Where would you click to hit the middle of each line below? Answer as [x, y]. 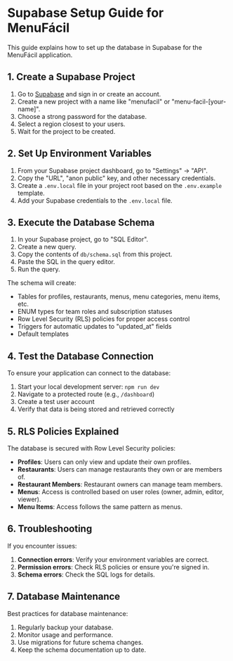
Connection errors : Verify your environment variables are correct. [113, 559]
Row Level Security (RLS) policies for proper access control [104, 319]
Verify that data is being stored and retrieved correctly [96, 409]
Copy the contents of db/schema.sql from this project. [95, 254]
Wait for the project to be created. [66, 131]
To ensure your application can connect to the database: [89, 373]
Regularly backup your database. [65, 627]
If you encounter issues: [42, 546]
